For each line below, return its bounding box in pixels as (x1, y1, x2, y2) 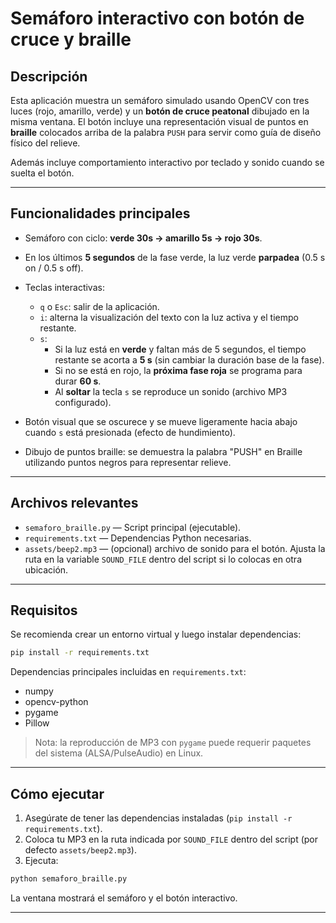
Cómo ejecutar (10, 785, 105, 802)
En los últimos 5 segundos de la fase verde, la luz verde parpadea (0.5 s (24, 251, 326, 263)
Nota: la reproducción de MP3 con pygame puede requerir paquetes (34, 737, 312, 749)
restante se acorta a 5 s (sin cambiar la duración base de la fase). (54, 353, 325, 366)
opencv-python (24, 696, 89, 708)
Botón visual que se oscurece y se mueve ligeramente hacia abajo (24, 415, 298, 427)
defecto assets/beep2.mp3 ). (24, 844, 137, 856)
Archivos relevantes (10, 495, 139, 512)
